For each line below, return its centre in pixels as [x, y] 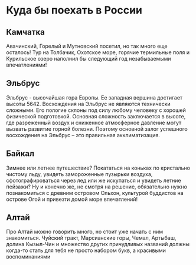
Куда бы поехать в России [74, 10]
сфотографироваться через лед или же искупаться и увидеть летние [94, 180]
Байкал [20, 154]
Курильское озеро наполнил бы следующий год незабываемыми [89, 59]
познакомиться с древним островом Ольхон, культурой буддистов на [95, 193]
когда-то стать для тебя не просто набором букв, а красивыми [86, 250]
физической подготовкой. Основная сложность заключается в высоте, [96, 116]
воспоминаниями [28, 257]
